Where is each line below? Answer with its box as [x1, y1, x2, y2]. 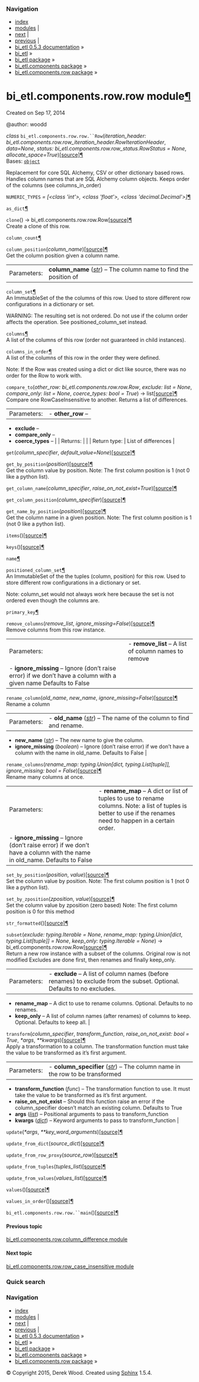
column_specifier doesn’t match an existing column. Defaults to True [14, 1104, 182, 1111]
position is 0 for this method [6, 908, 75, 915]
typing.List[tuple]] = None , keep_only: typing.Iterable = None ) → [6, 937, 163, 944]
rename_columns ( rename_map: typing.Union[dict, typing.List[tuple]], [6, 761, 171, 768]
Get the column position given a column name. [6, 252, 120, 259]
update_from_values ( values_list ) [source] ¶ [6, 1174, 107, 1182]
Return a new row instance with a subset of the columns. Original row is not [6, 950, 191, 957]
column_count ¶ [6, 234, 41, 241]
